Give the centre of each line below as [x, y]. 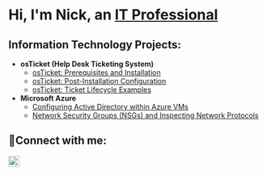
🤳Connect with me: [57, 141]
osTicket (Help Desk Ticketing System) [87, 64]
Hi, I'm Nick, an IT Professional [113, 15]
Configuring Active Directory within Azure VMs [110, 107]
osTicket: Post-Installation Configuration [99, 81]
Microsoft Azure [48, 98]
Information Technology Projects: [95, 45]
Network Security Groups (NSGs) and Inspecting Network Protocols [145, 115]
